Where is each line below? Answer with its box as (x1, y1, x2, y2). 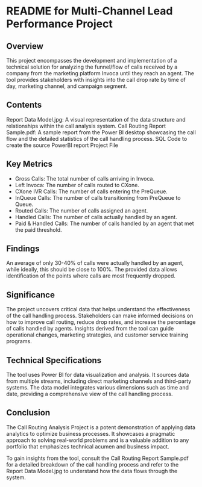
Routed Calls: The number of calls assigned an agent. (14, 206, 148, 214)
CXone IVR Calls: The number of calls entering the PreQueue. (14, 188, 168, 195)
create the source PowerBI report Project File (6, 141, 119, 149)
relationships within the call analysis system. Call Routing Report (6, 122, 166, 129)
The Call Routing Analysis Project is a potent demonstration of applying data (6, 423, 196, 431)
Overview (6, 41, 44, 51)
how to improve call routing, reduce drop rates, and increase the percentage (6, 318, 196, 326)
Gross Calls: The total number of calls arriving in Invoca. (14, 175, 155, 182)
